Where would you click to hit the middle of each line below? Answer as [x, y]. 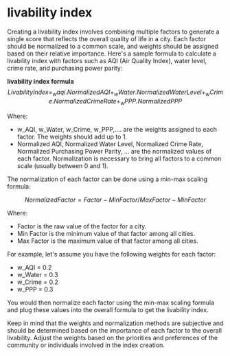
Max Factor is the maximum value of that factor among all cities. [108, 241]
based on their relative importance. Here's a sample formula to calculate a [112, 54]
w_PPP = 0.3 [35, 289]
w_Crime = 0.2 [37, 282]
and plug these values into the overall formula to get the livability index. [108, 309]
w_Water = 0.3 [37, 274]
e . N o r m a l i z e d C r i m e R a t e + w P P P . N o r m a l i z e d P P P [115, 102]
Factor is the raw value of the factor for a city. [82, 226]
